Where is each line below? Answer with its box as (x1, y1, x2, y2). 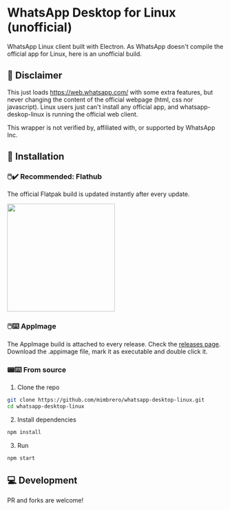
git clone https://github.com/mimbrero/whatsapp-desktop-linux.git (7, 397, 205, 404)
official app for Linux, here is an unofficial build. (7, 50, 143, 58)
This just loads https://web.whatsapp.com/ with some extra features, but (7, 88, 213, 96)
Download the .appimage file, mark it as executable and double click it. (7, 347, 208, 355)
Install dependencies (17, 415, 77, 424)
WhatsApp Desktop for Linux (7, 5, 176, 21)
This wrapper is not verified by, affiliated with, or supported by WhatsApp (7, 123, 216, 132)
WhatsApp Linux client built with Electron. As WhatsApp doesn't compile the (7, 42, 224, 50)
